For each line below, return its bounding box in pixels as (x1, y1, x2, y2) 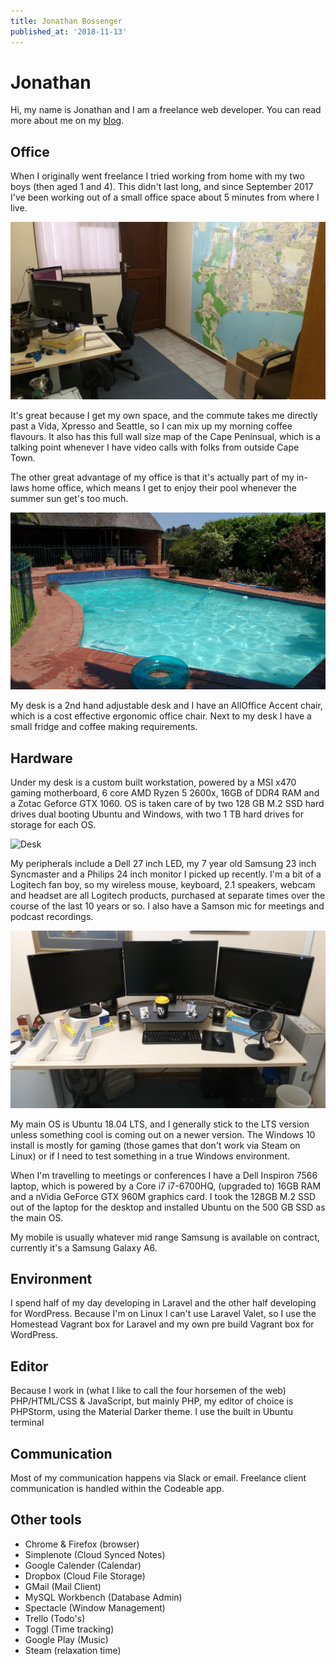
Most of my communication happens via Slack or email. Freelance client (10, 1472, 307, 1484)
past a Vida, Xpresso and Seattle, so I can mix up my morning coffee (10, 420, 293, 432)
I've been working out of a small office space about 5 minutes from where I (10, 191, 320, 204)
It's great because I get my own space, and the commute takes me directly (10, 409, 318, 421)
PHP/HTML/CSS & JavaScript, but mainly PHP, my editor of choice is (10, 1395, 294, 1407)
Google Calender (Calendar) (24, 1559, 142, 1571)
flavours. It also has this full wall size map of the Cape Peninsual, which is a (10, 430, 321, 442)
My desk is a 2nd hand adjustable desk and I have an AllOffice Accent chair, (10, 700, 323, 712)
